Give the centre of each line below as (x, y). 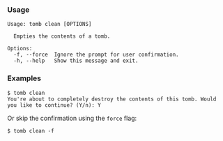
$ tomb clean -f (31, 131)
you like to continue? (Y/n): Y (54, 105)
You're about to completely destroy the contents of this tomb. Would (112, 99)
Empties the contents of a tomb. (62, 36)
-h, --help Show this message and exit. (76, 61)
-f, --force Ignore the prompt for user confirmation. (96, 55)
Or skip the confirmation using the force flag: (72, 118)
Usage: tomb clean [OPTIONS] (49, 24)
